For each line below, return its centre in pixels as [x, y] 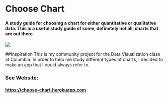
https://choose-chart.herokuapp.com [46, 90]
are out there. [20, 34]
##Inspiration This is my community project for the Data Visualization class [83, 54]
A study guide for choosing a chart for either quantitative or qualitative [81, 23]
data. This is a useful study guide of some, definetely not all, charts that [82, 28]
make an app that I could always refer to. [47, 65]
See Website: [22, 78]
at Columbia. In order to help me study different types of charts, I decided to [84, 60]
